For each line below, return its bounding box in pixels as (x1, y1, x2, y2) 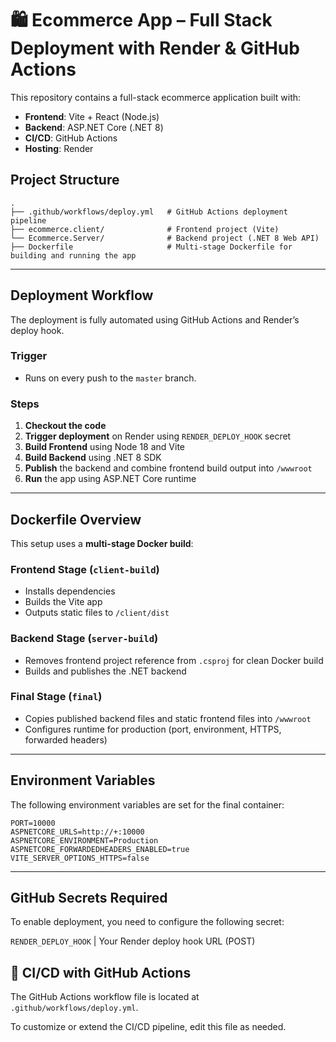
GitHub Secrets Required (10, 890, 168, 907)
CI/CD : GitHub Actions (24, 132, 118, 144)
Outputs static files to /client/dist (24, 607, 170, 619)
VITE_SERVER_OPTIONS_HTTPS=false (10, 853, 150, 863)
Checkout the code (24, 420, 107, 432)
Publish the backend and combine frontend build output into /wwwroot (24, 462, 313, 474)
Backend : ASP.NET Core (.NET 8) (24, 121, 164, 133)
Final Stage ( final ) (10, 690, 103, 704)
